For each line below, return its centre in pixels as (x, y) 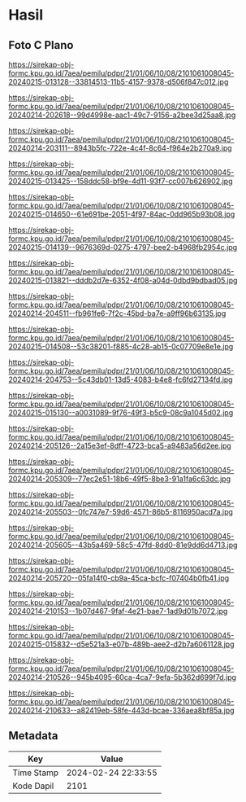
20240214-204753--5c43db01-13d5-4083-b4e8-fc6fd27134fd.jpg (121, 379)
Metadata (33, 736)
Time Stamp (36, 773)
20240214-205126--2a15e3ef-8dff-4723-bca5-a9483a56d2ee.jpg (120, 446)
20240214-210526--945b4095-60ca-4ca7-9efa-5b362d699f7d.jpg (123, 677)
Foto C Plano (41, 45)
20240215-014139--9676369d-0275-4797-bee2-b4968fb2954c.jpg (123, 247)
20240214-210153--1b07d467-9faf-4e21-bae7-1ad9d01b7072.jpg (118, 611)
